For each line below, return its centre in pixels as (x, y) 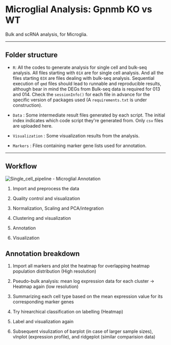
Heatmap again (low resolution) (46, 286)
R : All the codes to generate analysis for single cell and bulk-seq (80, 67)
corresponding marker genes (43, 302)
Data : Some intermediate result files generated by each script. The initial (89, 115)
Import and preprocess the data (46, 188)
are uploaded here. (33, 126)
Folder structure (32, 55)
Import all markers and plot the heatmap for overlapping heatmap (81, 266)
